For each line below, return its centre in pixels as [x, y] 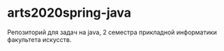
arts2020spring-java [69, 13]
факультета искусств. [39, 39]
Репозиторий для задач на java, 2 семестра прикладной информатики [112, 32]
